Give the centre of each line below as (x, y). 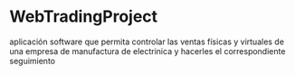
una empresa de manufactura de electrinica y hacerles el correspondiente (147, 51)
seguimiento (33, 61)
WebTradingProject (84, 17)
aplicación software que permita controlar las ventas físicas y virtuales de (147, 42)
